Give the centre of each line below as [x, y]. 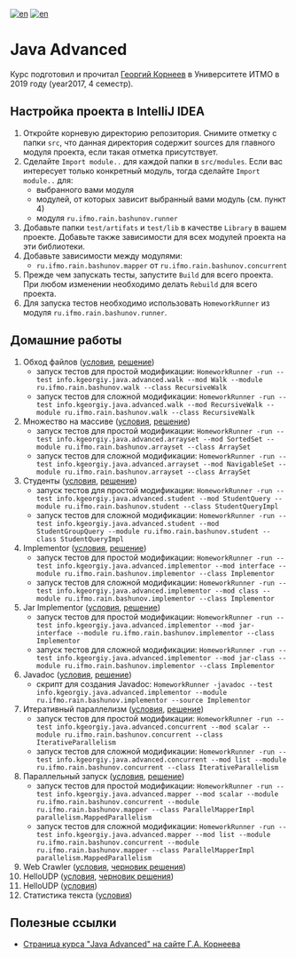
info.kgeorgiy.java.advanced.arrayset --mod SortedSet [160, 439]
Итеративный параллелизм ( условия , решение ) [113, 709]
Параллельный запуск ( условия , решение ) [104, 776]
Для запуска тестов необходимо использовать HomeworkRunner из [146, 303]
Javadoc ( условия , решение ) [77, 675]
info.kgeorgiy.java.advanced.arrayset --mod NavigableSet [166, 464]
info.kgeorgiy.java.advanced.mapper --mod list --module [164, 834]
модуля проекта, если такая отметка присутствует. [120, 152]
